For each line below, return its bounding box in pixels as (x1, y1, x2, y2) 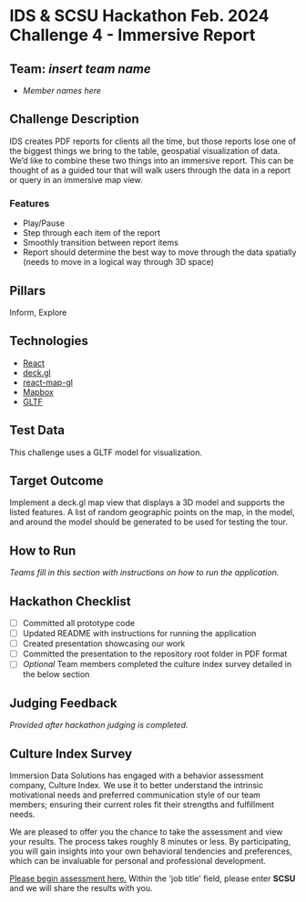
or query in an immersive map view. (9, 174, 143, 185)
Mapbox (22, 386, 55, 397)
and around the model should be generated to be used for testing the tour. (9, 516, 289, 528)
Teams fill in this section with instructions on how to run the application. (9, 567, 280, 578)
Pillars (9, 283, 46, 299)
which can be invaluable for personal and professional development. (9, 855, 267, 866)
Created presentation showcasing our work (22, 638, 186, 649)
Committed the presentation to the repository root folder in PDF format (22, 648, 288, 660)
